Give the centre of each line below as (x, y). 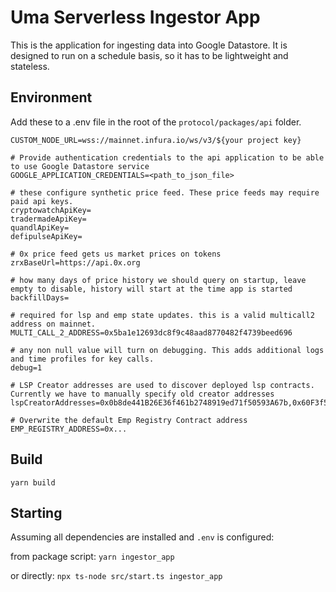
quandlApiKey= (40, 227)
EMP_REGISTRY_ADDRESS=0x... (69, 429)
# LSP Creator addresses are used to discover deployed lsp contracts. (162, 385)
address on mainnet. (53, 324)
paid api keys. (42, 201)
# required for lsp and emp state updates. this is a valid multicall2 (162, 315)
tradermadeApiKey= (48, 219)
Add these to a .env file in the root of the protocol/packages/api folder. (156, 122)
